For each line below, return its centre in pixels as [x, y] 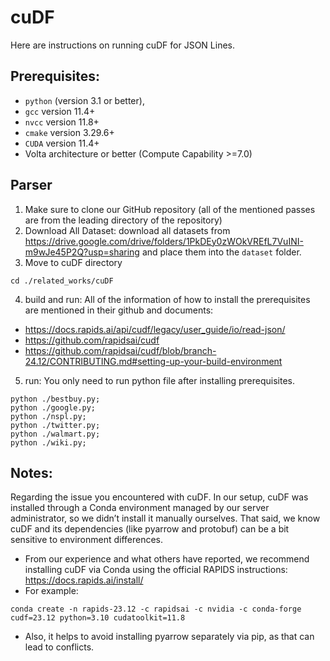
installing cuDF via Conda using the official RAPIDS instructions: [156, 570]
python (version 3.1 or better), [84, 100]
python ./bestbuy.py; [55, 399]
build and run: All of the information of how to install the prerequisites [167, 299]
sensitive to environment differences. [87, 540]
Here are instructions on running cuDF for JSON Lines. [123, 45]
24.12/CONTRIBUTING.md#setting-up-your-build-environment [153, 361]
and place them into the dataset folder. [221, 252]
